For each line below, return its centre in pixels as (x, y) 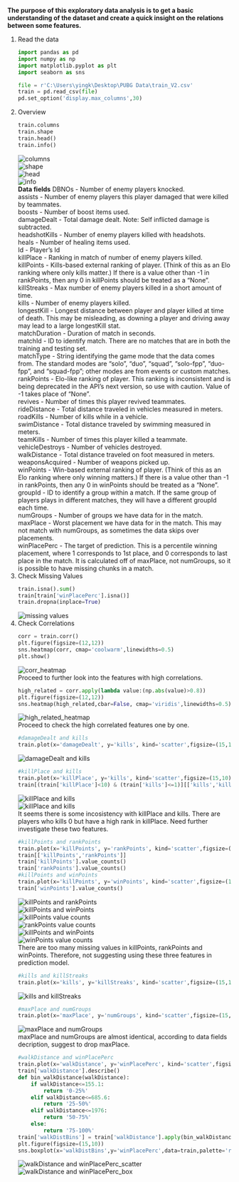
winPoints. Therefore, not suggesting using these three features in (115, 955)
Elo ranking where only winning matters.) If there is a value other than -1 (123, 477)
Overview (32, 112)
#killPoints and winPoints (58, 875)
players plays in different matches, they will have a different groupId (117, 500)
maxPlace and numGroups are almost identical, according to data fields (122, 1037)
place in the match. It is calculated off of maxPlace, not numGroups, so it (124, 560)
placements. (36, 537)
